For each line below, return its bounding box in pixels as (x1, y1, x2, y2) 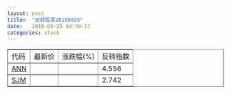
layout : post (7, 10, 45, 17)
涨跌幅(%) (61, 52, 95, 62)
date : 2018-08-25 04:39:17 (7, 23, 91, 30)
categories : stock (7, 29, 60, 36)
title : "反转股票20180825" (7, 16, 84, 23)
